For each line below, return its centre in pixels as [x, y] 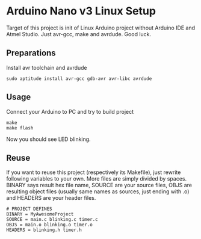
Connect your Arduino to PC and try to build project [70, 111]
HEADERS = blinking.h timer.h [44, 230]
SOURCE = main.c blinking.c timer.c [52, 220]
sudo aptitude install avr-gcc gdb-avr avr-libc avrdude [79, 79]
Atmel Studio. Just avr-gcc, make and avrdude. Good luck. [79, 34]
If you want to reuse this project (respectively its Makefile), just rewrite [94, 172]
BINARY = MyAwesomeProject [40, 214]
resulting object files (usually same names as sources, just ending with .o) [98, 191]
